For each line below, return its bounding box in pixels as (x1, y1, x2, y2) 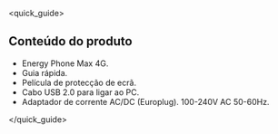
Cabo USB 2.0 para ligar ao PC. (21, 86, 140, 98)
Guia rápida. (21, 67, 68, 78)
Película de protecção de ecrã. (21, 77, 137, 88)
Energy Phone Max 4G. (21, 58, 109, 69)
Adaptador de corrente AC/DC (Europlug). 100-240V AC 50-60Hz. (21, 96, 270, 107)
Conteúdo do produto (8, 33, 133, 49)
